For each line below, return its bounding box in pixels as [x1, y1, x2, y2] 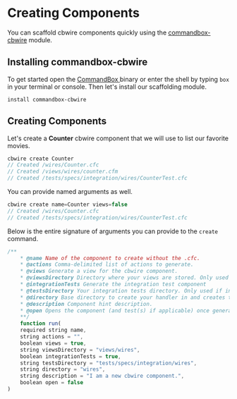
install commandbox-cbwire [7, 96, 87, 103]
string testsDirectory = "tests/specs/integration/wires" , [20, 360, 197, 367]
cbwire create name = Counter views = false [7, 201, 128, 209]
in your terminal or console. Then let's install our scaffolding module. [7, 82, 207, 91]
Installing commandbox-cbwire [7, 56, 148, 68]
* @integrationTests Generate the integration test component [20, 281, 207, 288]
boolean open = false [20, 379, 83, 386]
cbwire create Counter [7, 155, 74, 162]
